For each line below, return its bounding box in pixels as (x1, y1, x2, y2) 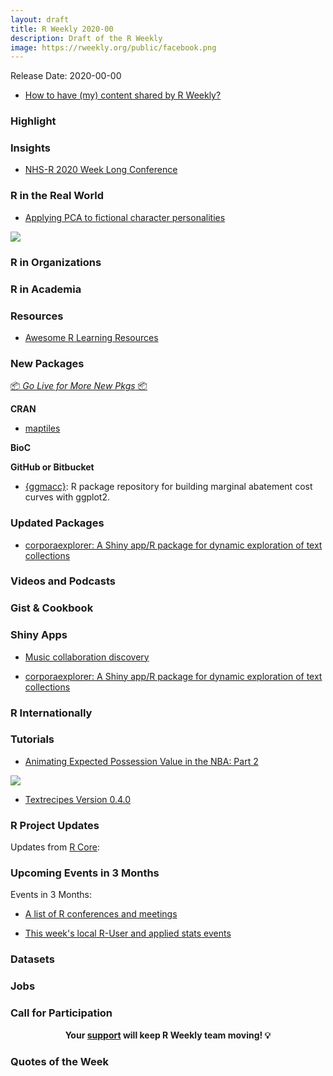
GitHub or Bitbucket (10, 461, 95, 473)
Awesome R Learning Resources (24, 331, 159, 343)
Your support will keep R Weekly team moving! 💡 (64, 1029, 272, 1041)
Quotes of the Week (10, 1054, 109, 1068)
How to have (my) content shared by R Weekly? (24, 89, 222, 101)
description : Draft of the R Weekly (10, 33, 163, 43)
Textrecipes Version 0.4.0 (24, 793, 132, 805)
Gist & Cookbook (10, 601, 94, 615)
